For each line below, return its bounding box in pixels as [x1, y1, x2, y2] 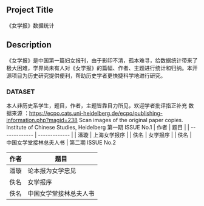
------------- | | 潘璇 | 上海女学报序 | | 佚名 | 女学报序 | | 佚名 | [38, 131, 192, 139]
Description [6, 39, 52, 50]
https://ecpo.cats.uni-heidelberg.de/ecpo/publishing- [29, 109, 163, 117]
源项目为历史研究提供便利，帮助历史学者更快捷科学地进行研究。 [6, 72, 166, 79]
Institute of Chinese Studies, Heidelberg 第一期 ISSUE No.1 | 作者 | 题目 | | [6, 123, 189, 131]
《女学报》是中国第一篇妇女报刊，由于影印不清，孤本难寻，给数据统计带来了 [6, 57, 198, 64]
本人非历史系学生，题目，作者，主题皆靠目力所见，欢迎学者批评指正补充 [6, 101, 187, 109]
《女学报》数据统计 [6, 21, 55, 29]
